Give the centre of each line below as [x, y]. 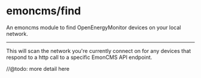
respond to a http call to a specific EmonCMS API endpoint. [79, 57]
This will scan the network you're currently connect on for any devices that [99, 51]
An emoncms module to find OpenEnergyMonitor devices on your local [94, 27]
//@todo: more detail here [38, 68]
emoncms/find [44, 11]
